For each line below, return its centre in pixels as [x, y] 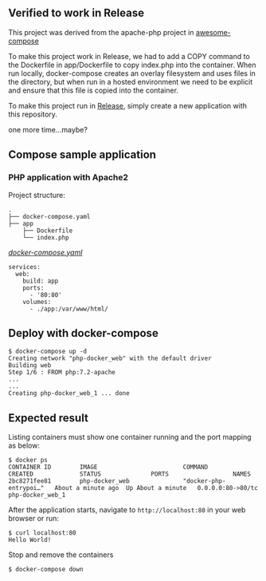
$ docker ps [28, 460]
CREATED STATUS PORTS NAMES [129, 474]
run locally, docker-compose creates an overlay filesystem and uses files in [132, 73]
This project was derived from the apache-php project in [101, 32]
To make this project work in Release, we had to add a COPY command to [129, 56]
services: [25, 267]
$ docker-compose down [46, 570]
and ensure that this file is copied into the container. [94, 90]
